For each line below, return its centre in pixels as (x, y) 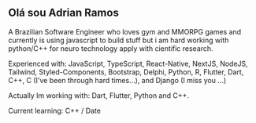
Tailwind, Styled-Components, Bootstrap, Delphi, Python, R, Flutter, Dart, (126, 72)
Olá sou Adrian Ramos (64, 13)
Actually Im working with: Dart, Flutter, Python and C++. (99, 95)
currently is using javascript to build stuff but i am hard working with (119, 40)
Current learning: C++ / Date (54, 110)
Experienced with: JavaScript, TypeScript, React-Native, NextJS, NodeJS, (128, 63)
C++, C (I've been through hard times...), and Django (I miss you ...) (117, 80)
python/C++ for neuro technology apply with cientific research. (111, 48)
